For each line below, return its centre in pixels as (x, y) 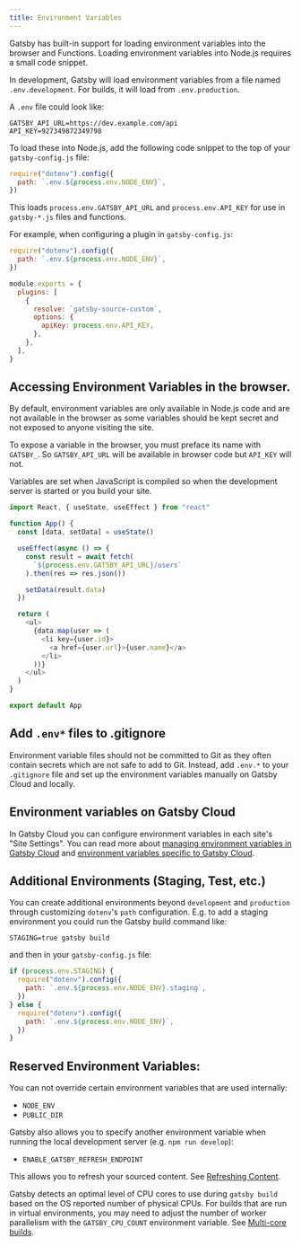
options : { (53, 317)
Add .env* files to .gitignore (87, 733)
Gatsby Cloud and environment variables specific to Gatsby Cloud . (132, 853)
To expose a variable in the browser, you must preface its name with (135, 445)
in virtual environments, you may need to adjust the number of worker (138, 1213)
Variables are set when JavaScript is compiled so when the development (143, 482)
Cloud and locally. (43, 783)
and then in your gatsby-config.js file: (81, 955)
